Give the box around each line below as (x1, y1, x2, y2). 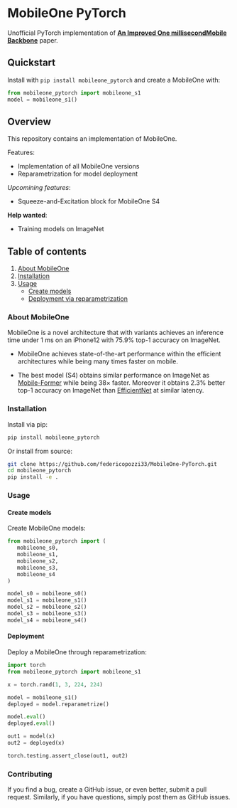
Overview (7, 115, 52, 127)
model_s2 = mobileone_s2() (7, 603, 87, 611)
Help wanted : (7, 211, 48, 220)
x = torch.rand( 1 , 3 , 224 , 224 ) (7, 681, 103, 688)
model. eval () (7, 713, 46, 721)
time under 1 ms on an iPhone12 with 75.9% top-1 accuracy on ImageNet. (7, 336, 221, 344)
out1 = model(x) (7, 733, 55, 740)
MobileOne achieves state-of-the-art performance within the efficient (17, 350, 221, 358)
